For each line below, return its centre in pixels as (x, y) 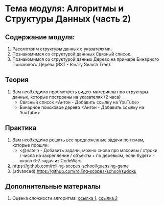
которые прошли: (30, 145)
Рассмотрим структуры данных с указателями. (62, 49)
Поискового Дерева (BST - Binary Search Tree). (62, 64)
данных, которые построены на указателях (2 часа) (66, 97)
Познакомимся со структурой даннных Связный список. (72, 54)
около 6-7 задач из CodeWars (50, 160)
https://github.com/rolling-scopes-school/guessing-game (70, 166)
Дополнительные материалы (53, 187)
